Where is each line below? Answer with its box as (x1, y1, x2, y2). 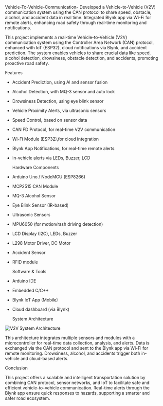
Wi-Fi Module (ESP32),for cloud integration (12, 136, 99, 142)
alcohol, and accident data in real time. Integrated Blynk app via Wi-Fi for (5, 15, 151, 20)
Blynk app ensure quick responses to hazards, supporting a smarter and (5, 390, 150, 396)
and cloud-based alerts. (20, 356, 69, 361)
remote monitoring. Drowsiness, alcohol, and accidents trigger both (5, 350, 140, 356)
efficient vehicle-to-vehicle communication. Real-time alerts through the (5, 385, 150, 390)
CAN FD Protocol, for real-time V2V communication (12, 127, 116, 132)
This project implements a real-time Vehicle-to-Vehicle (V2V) (5, 34, 127, 40)
